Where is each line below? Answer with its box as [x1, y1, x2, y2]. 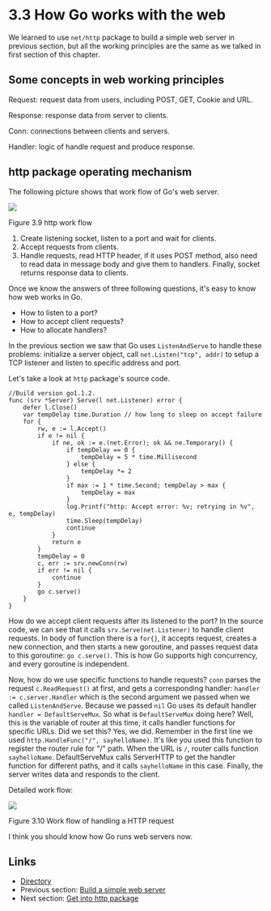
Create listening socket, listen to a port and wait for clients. [19, 233, 217, 243]
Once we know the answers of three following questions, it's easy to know [8, 283, 256, 293]
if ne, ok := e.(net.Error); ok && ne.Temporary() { [51, 439, 233, 447]
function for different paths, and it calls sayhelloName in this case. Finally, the [8, 760, 264, 770]
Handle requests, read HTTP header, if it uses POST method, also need [19, 250, 257, 260]
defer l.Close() [23, 403, 78, 411]
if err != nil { [37, 566, 92, 574]
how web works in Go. [8, 292, 83, 301]
